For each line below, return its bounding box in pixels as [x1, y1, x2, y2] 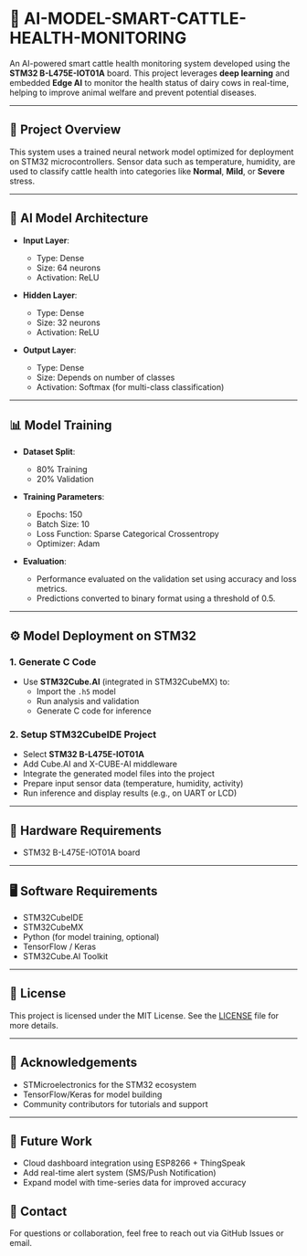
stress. [9, 175, 35, 186]
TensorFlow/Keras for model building [22, 1089, 163, 1100]
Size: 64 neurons [36, 262, 101, 273]
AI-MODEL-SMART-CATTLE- [24, 8, 247, 29]
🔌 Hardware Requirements [9, 822, 163, 839]
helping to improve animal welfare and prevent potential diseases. [9, 87, 258, 98]
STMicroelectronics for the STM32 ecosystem [22, 1079, 197, 1090]
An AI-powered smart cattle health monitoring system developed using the [9, 58, 291, 69]
